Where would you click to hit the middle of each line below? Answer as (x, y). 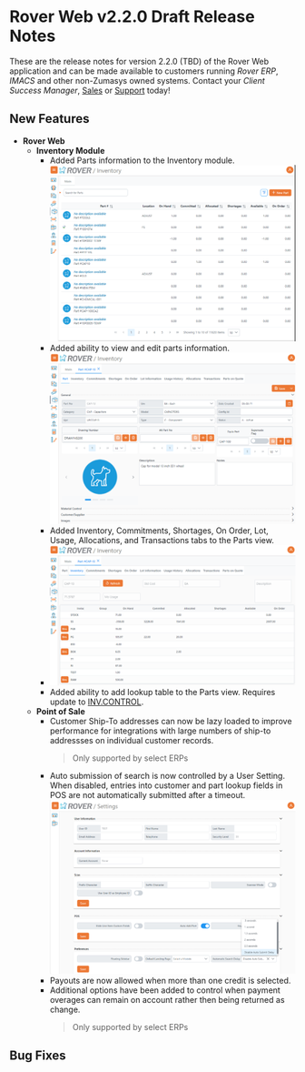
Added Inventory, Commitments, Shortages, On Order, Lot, (159, 531)
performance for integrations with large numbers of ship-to (160, 731)
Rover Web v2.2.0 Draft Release (133, 17)
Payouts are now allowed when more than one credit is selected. (170, 980)
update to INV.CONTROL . (97, 702)
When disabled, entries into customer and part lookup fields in (166, 785)
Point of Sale (60, 712)
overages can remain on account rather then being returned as (167, 999)
